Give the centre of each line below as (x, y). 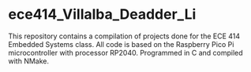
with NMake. (29, 61)
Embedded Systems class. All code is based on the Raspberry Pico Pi (121, 44)
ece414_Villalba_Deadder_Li (102, 14)
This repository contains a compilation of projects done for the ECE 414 (124, 36)
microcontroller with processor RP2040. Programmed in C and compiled (126, 52)
